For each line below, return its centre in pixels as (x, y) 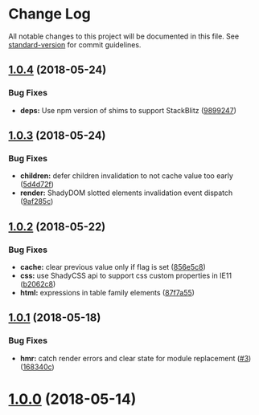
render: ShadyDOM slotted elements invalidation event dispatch (126, 193)
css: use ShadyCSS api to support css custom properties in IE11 (125, 275)
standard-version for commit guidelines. (75, 44)
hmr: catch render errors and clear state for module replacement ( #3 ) (136, 358)
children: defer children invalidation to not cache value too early (126, 176)
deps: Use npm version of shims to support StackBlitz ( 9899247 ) (128, 110)
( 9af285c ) (37, 201)
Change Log (49, 14)
